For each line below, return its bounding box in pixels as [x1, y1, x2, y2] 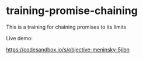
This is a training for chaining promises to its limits [6, 23, 127, 30]
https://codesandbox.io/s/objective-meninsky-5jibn [6, 46, 130, 53]
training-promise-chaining [6, 4, 138, 18]
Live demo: [6, 34, 33, 41]
